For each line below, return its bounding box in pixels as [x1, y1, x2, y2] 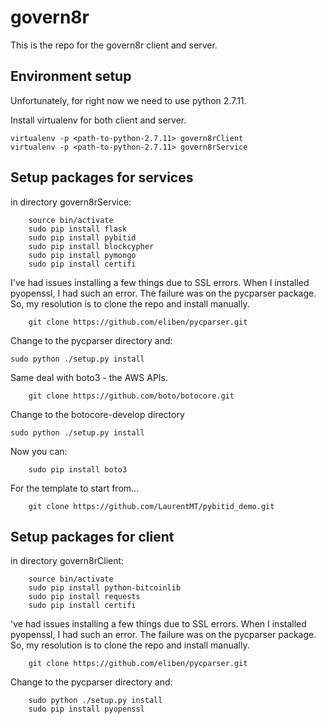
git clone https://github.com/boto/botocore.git [28, 391, 235, 401]
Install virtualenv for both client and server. [10, 114, 187, 126]
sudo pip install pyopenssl [28, 704, 145, 715]
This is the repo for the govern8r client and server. [10, 39, 218, 51]
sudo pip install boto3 [28, 464, 128, 475]
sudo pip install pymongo [28, 250, 137, 260]
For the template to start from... [10, 482, 140, 494]
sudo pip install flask [28, 224, 128, 234]
